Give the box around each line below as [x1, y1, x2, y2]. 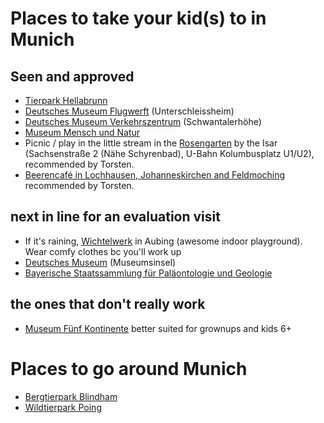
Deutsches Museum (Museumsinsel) [24, 256, 177, 268]
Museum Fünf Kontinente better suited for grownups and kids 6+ [24, 322, 292, 334]
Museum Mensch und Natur [24, 127, 141, 138]
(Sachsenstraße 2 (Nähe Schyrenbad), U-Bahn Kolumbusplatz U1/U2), [24, 148, 315, 159]
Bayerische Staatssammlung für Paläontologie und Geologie [24, 267, 273, 279]
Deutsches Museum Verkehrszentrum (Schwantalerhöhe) [24, 116, 262, 127]
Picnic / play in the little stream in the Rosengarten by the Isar [24, 137, 278, 149]
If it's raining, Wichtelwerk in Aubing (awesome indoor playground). [24, 235, 303, 247]
